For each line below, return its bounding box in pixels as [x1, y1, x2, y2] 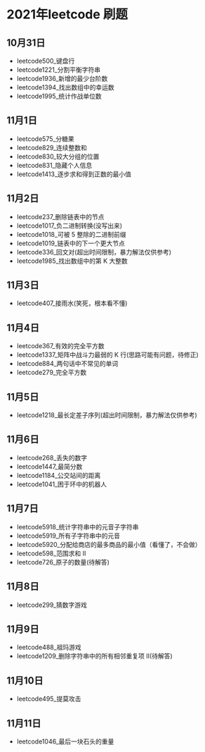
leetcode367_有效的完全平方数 [16, 342, 105, 350]
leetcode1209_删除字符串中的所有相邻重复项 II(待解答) [16, 652, 173, 660]
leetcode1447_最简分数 [16, 462, 83, 471]
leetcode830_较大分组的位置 [16, 152, 100, 161]
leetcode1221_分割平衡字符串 [16, 66, 101, 74]
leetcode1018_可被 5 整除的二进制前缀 [16, 230, 127, 238]
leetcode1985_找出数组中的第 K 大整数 [16, 257, 128, 265]
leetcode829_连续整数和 [16, 143, 87, 152]
